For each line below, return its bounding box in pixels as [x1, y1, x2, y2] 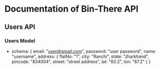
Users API [4, 23, 36, 31]
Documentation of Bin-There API [4, 3, 139, 15]
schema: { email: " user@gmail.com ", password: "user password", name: [11, 48, 156, 54]
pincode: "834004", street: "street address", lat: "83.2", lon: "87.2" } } [11, 58, 151, 64]
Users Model [4, 37, 36, 44]
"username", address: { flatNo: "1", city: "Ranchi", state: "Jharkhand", [11, 53, 149, 59]
